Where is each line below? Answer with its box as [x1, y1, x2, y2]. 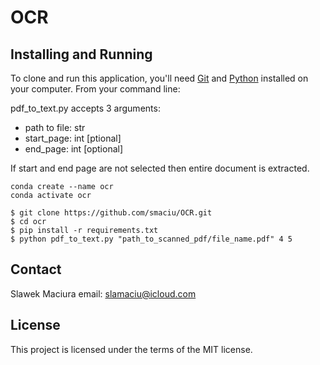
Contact [10, 261, 62, 278]
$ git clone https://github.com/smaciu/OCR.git [10, 208, 213, 218]
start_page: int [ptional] [24, 132, 122, 144]
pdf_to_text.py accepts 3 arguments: [10, 102, 161, 114]
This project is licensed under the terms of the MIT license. [10, 343, 253, 355]
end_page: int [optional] [24, 143, 124, 155]
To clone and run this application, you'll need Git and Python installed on [10, 72, 309, 84]
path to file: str [24, 122, 86, 133]
